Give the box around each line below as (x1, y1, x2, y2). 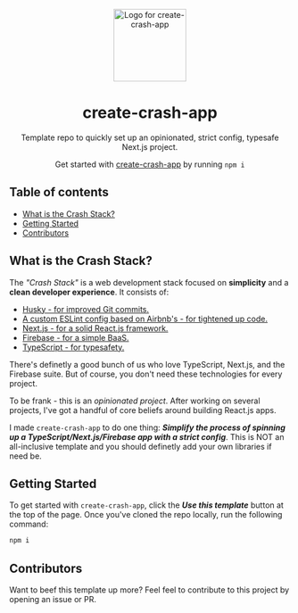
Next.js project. (121, 141, 178, 152)
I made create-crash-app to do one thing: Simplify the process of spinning (9, 422, 286, 433)
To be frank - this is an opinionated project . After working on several (9, 395, 261, 406)
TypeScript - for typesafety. (21, 342, 125, 352)
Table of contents (9, 185, 109, 200)
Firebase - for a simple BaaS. (21, 332, 129, 343)
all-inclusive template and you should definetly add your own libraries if (9, 441, 272, 451)
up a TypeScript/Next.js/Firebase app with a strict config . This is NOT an (9, 431, 285, 442)
